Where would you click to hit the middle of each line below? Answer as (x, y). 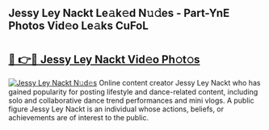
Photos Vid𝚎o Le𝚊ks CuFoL (79, 26)
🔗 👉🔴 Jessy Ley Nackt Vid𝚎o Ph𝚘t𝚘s (104, 59)
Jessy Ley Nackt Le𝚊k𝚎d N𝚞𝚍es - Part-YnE (119, 13)
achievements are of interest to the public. (79, 117)
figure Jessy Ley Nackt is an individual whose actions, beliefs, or (116, 109)
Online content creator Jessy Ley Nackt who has (180, 83)
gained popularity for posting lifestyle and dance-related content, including (133, 92)
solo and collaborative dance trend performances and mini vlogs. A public (131, 101)
